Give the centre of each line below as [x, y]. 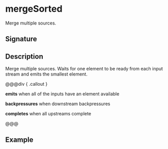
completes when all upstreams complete [48, 114]
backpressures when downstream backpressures [58, 104]
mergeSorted [34, 9]
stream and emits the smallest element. [46, 74]
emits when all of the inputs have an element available [62, 94]
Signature [21, 39]
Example [19, 140]
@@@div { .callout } [26, 84]
